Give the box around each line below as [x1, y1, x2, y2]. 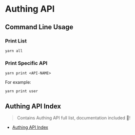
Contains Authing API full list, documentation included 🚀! [17, 115, 131, 120]
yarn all [5, 48, 23, 53]
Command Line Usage [5, 23, 74, 31]
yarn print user [5, 89, 38, 94]
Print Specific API [5, 59, 48, 66]
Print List [5, 38, 27, 44]
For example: [5, 79, 32, 85]
